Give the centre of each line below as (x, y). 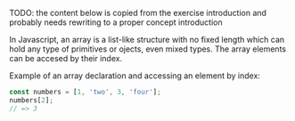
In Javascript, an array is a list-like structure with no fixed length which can (147, 40)
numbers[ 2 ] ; (31, 100)
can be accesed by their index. (66, 58)
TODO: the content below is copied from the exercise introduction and (138, 13)
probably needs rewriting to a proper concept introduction (116, 22)
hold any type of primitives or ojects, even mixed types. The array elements (148, 49)
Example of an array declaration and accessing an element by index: (135, 76)
